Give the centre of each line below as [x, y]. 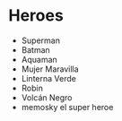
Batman [35, 49]
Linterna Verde [49, 78]
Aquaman [39, 59]
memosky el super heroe [67, 107]
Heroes [36, 16]
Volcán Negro [47, 97]
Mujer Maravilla [50, 69]
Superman [40, 40]
